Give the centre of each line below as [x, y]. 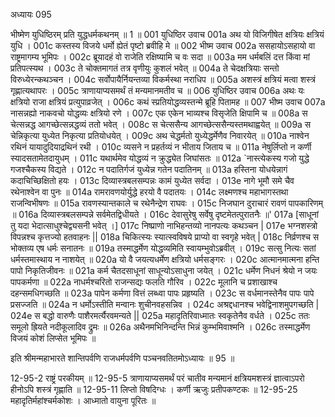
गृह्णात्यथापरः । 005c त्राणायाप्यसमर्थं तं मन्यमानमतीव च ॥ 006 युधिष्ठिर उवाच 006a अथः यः [157, 90]
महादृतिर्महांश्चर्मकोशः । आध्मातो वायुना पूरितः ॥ [83, 400]
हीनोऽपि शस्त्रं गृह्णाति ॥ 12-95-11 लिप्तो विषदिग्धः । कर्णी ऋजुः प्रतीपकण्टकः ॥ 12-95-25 [154, 389]
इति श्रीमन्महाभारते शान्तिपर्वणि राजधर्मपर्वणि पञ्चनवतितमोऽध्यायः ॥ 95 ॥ [122, 358]
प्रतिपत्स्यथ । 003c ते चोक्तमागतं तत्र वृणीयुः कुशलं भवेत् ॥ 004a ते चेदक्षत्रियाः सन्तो [145, 68]
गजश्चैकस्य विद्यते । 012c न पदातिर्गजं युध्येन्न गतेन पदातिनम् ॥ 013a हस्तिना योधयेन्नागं [149, 169]
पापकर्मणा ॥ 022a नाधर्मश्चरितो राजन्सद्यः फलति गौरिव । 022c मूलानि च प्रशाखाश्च [144, 282]
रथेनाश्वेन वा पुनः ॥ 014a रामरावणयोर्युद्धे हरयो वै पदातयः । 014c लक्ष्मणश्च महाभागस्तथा [149, 192]
